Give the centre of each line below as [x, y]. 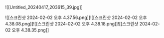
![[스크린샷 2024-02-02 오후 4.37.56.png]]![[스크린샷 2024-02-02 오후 [76, 17]
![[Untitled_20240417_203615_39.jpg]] [44, 7]
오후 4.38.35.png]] [30, 30]
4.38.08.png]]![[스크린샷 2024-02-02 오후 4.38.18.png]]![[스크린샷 [72, 24]
